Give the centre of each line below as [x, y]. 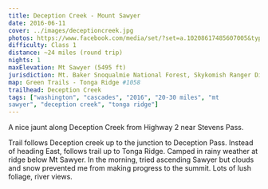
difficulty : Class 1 [43, 45]
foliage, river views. [41, 177]
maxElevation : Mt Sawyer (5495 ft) [67, 68]
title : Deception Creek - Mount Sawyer [75, 16]
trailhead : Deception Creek [55, 90]
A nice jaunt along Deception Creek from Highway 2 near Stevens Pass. [126, 128]
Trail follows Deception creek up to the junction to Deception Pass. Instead [131, 143]
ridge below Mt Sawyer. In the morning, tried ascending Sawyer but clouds [131, 159]
